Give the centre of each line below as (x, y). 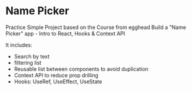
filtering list (28, 63)
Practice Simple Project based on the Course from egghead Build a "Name (96, 27)
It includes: (19, 45)
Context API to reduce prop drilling (56, 75)
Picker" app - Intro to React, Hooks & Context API (65, 33)
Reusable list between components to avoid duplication (81, 69)
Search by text (32, 56)
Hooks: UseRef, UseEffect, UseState (58, 82)
